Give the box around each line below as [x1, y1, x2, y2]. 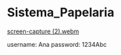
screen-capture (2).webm [7, 27, 80, 35]
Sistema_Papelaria [7, 5, 114, 20]
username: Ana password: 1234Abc [7, 40, 107, 48]
